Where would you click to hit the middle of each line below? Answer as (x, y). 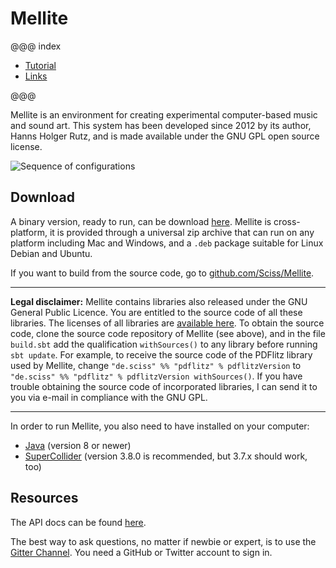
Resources (44, 498)
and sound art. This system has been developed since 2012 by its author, (161, 125)
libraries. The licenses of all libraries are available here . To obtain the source (167, 323)
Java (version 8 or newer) (78, 445)
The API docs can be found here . (78, 522)
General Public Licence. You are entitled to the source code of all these (156, 312)
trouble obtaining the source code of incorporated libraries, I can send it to (164, 386)
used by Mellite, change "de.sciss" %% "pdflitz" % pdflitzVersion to (156, 365)
